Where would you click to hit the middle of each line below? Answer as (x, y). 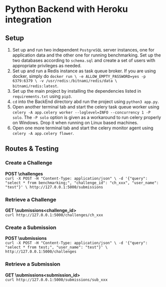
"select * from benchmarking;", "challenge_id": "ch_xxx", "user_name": (82, 183)
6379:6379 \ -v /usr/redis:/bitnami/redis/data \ (65, 81)
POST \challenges (24, 173)
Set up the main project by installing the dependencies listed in (77, 91)
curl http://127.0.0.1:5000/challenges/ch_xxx (54, 215)
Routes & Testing (32, 149)
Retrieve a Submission (33, 264)
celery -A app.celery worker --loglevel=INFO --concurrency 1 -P (81, 113)
